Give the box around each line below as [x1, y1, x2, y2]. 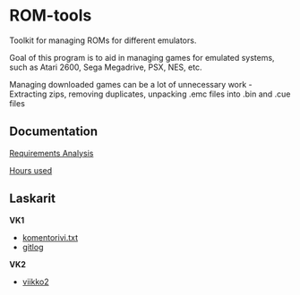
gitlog [21, 241, 44, 252]
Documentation [9, 124, 99, 139]
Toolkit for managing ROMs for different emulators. [9, 35, 197, 46]
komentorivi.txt [21, 232, 79, 242]
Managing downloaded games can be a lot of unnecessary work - [9, 79, 253, 89]
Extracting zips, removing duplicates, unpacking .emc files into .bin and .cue [9, 88, 291, 99]
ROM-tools [9, 5, 92, 26]
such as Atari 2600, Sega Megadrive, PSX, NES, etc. [9, 62, 202, 72]
